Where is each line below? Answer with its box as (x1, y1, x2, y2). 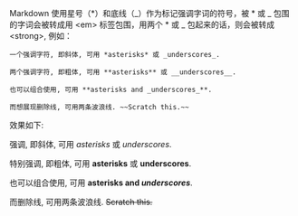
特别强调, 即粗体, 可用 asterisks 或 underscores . (9, 158, 192, 169)
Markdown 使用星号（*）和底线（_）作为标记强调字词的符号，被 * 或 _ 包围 (9, 8, 290, 18)
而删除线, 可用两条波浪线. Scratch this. (9, 197, 153, 207)
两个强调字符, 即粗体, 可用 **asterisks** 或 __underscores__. (9, 68, 237, 77)
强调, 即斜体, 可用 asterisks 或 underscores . (9, 139, 172, 149)
